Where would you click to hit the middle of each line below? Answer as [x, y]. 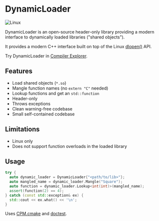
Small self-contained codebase [43, 114]
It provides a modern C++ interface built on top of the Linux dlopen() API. [78, 46]
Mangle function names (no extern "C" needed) [60, 88]
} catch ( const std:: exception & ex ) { [44, 195]
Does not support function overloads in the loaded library [70, 146]
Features [19, 71]
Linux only [22, 141]
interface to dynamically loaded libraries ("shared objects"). [65, 37]
